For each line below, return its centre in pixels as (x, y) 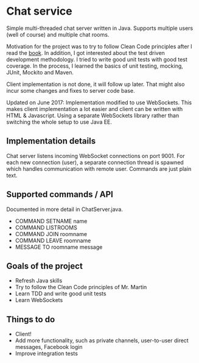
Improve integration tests (46, 354)
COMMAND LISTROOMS (46, 228)
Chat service (40, 11)
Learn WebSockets (39, 300)
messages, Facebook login (49, 347)
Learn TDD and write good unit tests (61, 293)
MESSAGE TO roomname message (59, 247)
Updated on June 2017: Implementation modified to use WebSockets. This (99, 102)
